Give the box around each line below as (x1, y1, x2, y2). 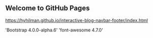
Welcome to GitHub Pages (5, 4, 90, 12)
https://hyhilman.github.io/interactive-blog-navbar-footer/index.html (5, 17, 148, 23)
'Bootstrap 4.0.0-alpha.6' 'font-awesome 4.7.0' (5, 27, 103, 33)
